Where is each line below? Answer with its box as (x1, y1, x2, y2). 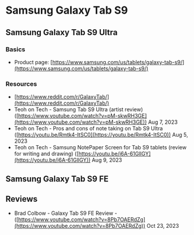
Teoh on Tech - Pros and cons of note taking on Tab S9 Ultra (14, 125, 163, 132)
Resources (5, 80, 37, 88)
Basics (5, 45, 26, 54)
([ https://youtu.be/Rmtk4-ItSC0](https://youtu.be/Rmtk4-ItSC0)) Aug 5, (14, 131, 188, 139)
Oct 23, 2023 (147, 223, 179, 230)
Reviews (5, 194, 38, 204)
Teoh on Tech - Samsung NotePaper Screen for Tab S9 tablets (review (14, 144, 187, 151)
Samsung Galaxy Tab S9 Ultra (5, 27, 118, 37)
